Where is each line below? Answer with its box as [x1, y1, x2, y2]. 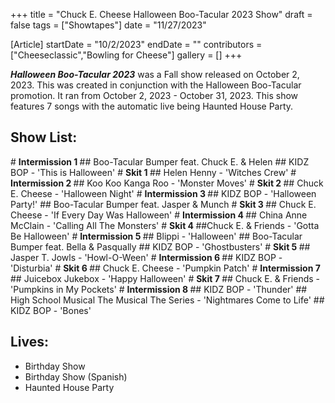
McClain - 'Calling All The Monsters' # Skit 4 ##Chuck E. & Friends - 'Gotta [10, 219, 320, 231]
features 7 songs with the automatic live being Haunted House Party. [10, 100, 294, 112]
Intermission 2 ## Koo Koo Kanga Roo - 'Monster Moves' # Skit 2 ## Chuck [10, 177, 324, 189]
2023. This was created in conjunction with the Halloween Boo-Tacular [10, 79, 302, 91]
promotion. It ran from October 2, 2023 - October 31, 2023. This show [10, 90, 299, 101]
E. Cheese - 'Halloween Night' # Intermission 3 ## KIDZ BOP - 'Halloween [10, 187, 317, 199]
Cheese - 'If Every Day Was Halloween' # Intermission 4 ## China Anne [10, 209, 308, 221]
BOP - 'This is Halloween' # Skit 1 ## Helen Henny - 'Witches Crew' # [10, 166, 297, 178]
